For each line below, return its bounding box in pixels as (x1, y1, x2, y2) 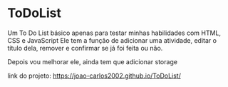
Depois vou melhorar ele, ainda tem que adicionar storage (7, 57, 178, 66)
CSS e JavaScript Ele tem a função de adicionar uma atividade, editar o (7, 36, 217, 44)
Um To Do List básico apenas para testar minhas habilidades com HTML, (7, 29, 222, 37)
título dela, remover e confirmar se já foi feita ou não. (7, 43, 163, 52)
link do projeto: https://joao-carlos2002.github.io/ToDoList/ (7, 71, 182, 80)
